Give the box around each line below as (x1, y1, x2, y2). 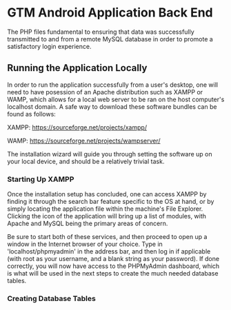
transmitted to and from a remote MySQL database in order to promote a (7, 34, 214, 43)
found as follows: (7, 110, 57, 118)
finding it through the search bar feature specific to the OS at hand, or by (7, 198, 214, 206)
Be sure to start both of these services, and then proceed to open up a (7, 233, 208, 241)
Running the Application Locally (7, 62, 148, 74)
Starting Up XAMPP (7, 174, 74, 184)
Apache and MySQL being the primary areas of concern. (7, 219, 168, 228)
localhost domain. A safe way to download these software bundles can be (7, 102, 217, 111)
